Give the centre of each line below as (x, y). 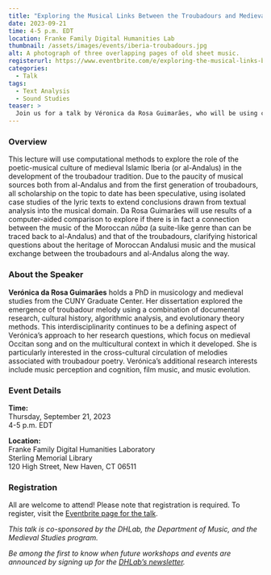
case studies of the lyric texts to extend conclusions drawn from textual (127, 202)
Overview (28, 141)
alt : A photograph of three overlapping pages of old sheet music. (124, 53)
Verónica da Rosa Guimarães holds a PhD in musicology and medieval (126, 292)
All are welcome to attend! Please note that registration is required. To (124, 505)
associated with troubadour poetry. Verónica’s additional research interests (133, 361)
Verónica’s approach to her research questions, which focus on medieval (129, 335)
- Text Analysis (43, 91)
